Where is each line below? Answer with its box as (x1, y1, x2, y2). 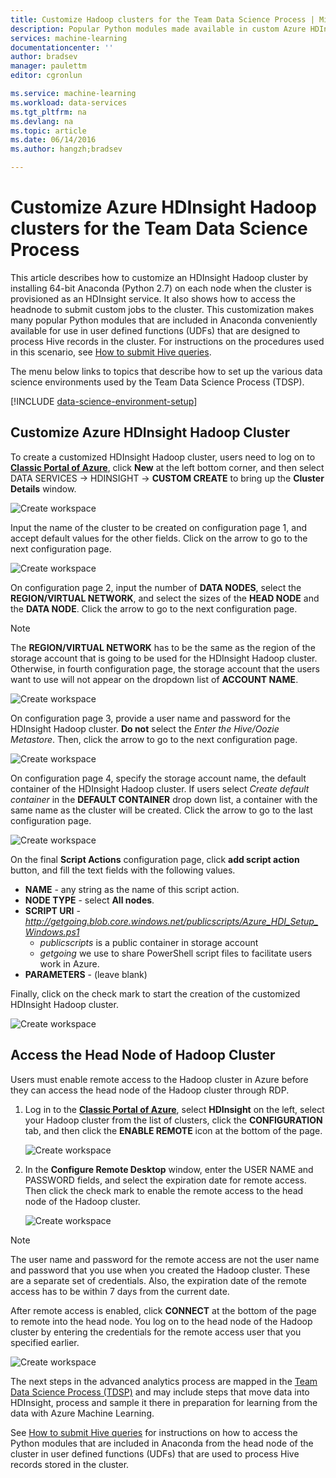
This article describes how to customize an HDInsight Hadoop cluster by (10, 271, 309, 283)
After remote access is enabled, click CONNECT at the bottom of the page (10, 1304, 317, 1316)
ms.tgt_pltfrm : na (10, 107, 87, 117)
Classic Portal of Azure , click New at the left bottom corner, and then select (10, 461, 325, 473)
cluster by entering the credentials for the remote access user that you (10, 1326, 302, 1338)
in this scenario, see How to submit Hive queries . (10, 346, 212, 358)
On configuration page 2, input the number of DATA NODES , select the (10, 581, 302, 593)
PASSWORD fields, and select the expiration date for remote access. (24, 1174, 307, 1186)
